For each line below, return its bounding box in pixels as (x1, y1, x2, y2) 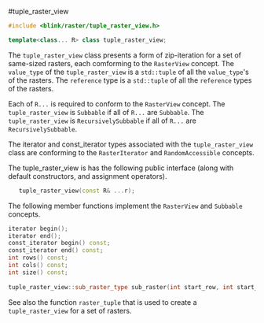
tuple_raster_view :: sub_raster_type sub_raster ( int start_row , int (8, 283, 234, 291)
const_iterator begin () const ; (8, 239, 111, 247)
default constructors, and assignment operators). (8, 171, 167, 180)
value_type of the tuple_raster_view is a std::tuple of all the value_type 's (8, 67, 249, 76)
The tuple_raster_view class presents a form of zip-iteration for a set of (8, 50, 242, 60)
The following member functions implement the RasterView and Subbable (8, 201, 243, 210)
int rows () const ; (8, 254, 68, 262)
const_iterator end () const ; (8, 247, 104, 254)
